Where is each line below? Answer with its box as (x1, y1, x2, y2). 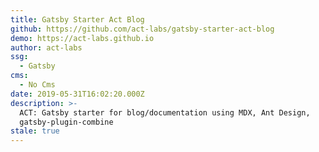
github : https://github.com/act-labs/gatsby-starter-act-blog (10, 24, 275, 34)
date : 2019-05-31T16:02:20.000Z (10, 89, 145, 99)
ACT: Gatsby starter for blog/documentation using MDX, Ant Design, (19, 107, 311, 118)
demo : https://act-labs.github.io (10, 33, 155, 43)
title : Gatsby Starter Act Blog (10, 14, 145, 25)
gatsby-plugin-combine (19, 117, 114, 127)
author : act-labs (10, 42, 83, 53)
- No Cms (19, 80, 56, 90)
